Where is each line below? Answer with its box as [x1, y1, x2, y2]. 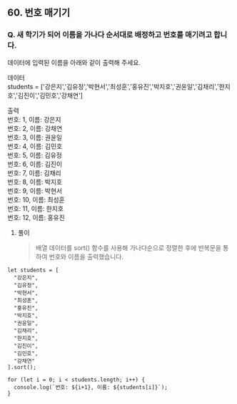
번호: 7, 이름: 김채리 [7, 168, 62, 177]
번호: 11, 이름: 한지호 [7, 204, 64, 212]
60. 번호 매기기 [7, 6, 71, 19]
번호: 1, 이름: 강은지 [7, 115, 61, 123]
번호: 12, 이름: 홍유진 [7, 213, 66, 222]
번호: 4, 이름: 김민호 [7, 142, 63, 150]
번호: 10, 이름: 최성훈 [7, 195, 66, 204]
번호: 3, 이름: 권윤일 [7, 133, 63, 141]
